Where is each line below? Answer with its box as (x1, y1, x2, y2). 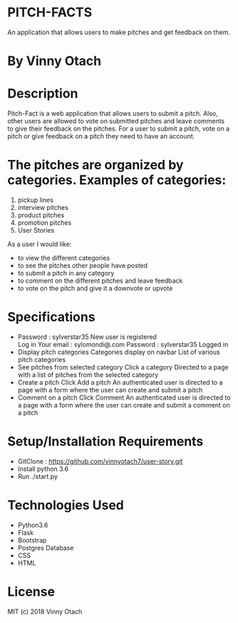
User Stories (17, 226, 55, 234)
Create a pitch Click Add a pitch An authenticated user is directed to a (17, 378, 223, 386)
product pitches (17, 211, 65, 219)
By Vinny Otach (7, 53, 102, 69)
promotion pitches (17, 218, 72, 227)
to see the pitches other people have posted (17, 261, 148, 270)
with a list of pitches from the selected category (17, 370, 159, 379)
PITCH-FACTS (7, 4, 93, 21)
